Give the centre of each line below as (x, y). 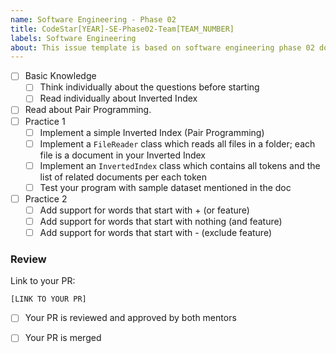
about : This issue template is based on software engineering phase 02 (162, 47)
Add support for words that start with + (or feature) (144, 210)
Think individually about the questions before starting (149, 87)
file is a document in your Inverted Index (122, 155)
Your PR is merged (63, 338)
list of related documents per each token (123, 177)
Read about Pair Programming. (88, 110)
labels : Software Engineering (73, 38)
